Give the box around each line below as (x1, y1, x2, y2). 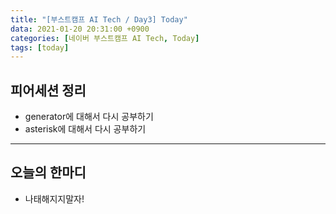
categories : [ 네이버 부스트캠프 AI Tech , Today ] (10, 33, 200, 43)
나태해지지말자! (24, 192, 85, 205)
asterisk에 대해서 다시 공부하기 (24, 123, 147, 135)
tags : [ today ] (10, 42, 70, 53)
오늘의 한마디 (10, 164, 87, 181)
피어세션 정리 (10, 82, 87, 99)
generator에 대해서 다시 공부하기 (24, 111, 154, 123)
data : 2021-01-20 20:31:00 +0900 (10, 24, 150, 34)
